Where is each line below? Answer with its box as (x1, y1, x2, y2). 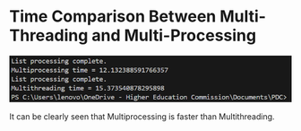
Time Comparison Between (9, 6, 217, 27)
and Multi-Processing (91, 25, 257, 46)
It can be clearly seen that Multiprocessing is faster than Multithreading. (9, 111, 275, 122)
